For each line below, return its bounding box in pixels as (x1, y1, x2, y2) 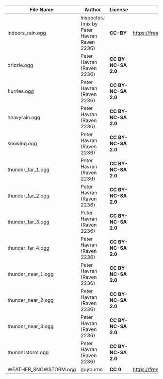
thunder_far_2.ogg (7, 192, 49, 199)
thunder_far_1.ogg (7, 166, 49, 173)
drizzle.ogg (7, 62, 33, 69)
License (109, 6, 129, 13)
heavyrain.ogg (7, 114, 40, 121)
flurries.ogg (7, 88, 34, 94)
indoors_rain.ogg (7, 30, 46, 36)
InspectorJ (81, 15, 105, 21)
